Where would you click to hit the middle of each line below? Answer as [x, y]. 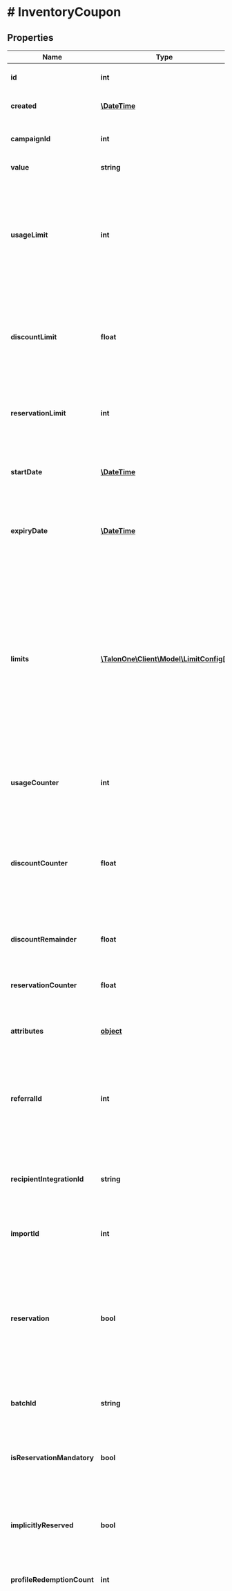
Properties [30, 38]
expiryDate [29, 531]
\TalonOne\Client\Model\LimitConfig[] [164, 659]
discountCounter [39, 863]
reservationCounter [44, 985]
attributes [27, 1031]
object [111, 1031]
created [23, 106]
